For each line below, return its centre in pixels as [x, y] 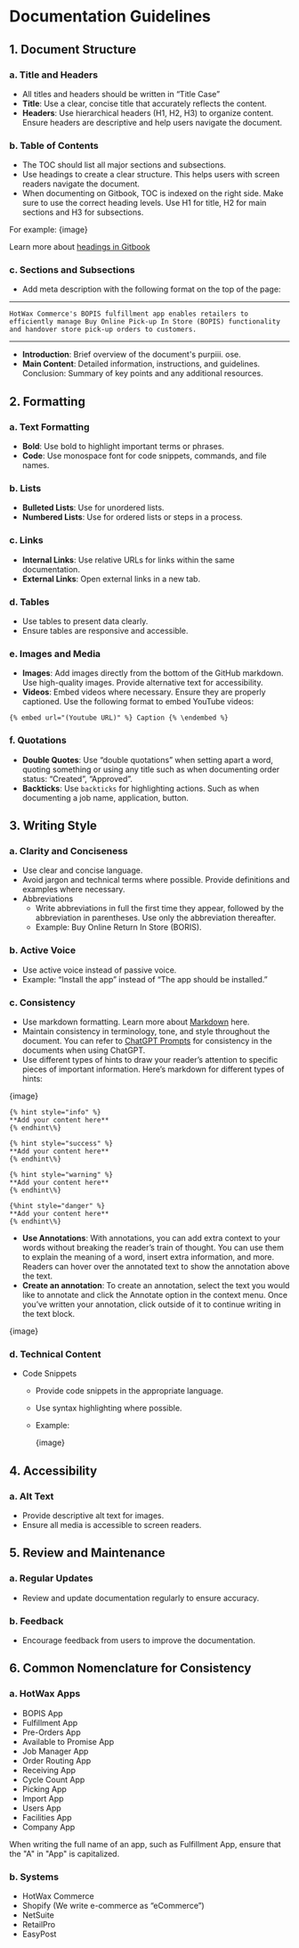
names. [36, 465]
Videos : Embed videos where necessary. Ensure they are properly [144, 692]
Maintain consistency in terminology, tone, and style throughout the [146, 1031]
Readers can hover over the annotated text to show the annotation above [156, 1266]
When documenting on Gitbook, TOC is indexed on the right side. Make [153, 193]
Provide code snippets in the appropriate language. [129, 1391]
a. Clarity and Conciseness [69, 851]
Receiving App [49, 1770]
